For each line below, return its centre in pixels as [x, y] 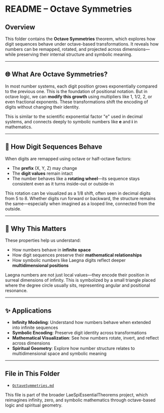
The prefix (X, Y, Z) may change [44, 168]
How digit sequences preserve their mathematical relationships [77, 255]
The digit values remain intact [42, 173]
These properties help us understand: [43, 240]
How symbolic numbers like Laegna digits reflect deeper [69, 260]
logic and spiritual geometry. [34, 405]
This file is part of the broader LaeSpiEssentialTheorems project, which [76, 395]
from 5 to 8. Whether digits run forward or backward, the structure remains [81, 198]
